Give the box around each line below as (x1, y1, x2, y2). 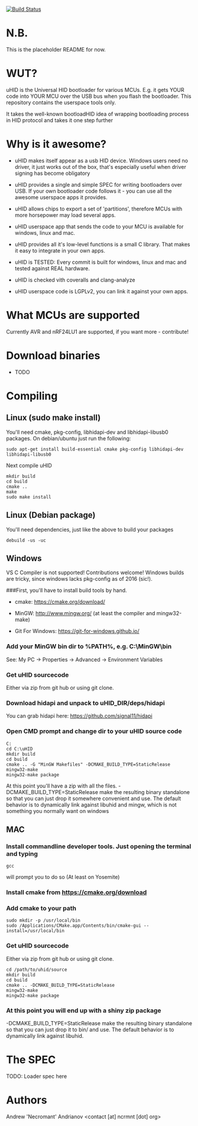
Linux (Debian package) (6, 510, 96, 520)
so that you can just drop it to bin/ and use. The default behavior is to (6, 1026, 174, 1033)
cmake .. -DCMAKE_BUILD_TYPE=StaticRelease (6, 982, 115, 988)
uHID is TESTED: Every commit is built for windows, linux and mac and (14, 258, 187, 265)
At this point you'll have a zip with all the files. (6, 782, 117, 789)
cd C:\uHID (6, 746, 33, 752)
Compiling (6, 389, 58, 402)
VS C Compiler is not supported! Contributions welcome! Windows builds (6, 569, 184, 576)
